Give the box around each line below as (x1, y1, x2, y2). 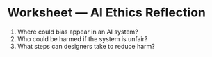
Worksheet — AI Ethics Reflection (7, 5, 206, 21)
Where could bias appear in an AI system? (17, 27, 138, 36)
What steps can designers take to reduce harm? (17, 42, 155, 50)
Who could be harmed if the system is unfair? (17, 34, 148, 43)
